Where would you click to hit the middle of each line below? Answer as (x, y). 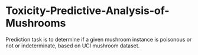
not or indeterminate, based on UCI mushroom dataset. (73, 46)
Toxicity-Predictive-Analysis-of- (87, 11)
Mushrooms (36, 23)
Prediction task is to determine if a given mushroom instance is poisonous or (99, 39)
